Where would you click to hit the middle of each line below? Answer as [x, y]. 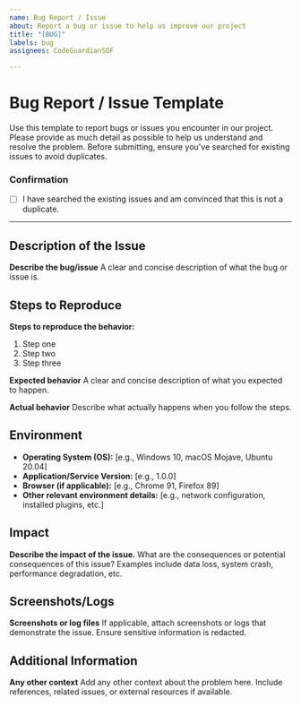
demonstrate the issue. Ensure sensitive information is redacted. [128, 633]
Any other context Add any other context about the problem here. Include [146, 683]
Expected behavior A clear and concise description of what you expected [146, 381]
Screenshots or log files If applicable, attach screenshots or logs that [138, 623]
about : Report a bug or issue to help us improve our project [128, 26]
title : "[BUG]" [38, 34]
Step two [39, 354]
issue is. [25, 277]
